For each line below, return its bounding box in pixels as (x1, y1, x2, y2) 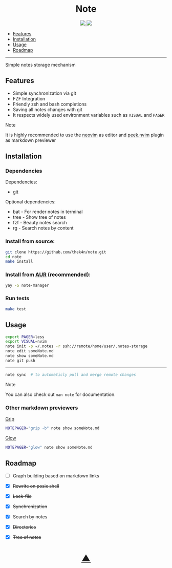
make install (5, 259, 33, 264)
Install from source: (5, 238, 55, 245)
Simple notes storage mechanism (5, 61, 76, 68)
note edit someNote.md (5, 349, 54, 354)
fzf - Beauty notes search (12, 220, 67, 226)
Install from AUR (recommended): (5, 271, 91, 278)
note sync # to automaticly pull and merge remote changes (5, 372, 137, 377)
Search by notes (12, 513, 48, 520)
